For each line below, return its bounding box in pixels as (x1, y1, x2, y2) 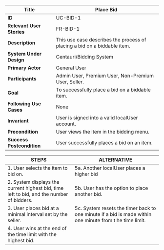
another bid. (75, 191, 102, 197)
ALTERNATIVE (99, 156, 133, 163)
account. (56, 120, 77, 127)
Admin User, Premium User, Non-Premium (56, 73, 154, 79)
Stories (7, 29, 25, 35)
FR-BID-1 (56, 25, 80, 32)
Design (7, 57, 24, 63)
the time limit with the (7, 231, 57, 238)
